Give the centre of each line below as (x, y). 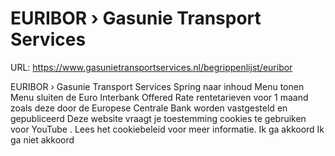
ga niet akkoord (42, 139)
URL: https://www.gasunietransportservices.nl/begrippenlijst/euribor (151, 67)
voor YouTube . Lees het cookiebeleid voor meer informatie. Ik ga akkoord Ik (167, 129)
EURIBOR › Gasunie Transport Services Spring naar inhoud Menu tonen (157, 86)
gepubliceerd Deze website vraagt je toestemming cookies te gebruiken (158, 118)
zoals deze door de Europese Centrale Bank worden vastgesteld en (149, 108)
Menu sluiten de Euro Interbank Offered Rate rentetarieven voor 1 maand (159, 97)
